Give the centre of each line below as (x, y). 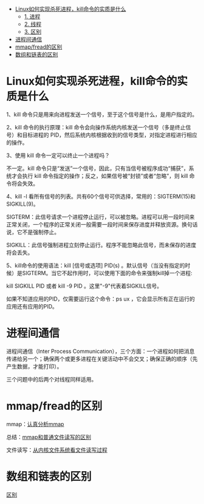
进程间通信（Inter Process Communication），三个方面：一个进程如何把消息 (100, 351)
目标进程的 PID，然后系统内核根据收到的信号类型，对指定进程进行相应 (110, 135)
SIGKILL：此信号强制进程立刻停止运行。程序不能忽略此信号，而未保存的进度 (101, 245)
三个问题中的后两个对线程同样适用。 (52, 379)
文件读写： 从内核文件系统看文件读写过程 (57, 450)
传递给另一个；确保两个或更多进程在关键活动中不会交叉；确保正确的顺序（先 (102, 359)
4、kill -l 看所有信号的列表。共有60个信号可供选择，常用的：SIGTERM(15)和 (101, 196)
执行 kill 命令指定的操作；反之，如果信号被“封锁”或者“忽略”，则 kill (105, 175)
